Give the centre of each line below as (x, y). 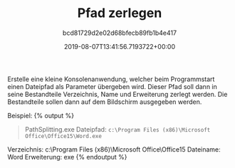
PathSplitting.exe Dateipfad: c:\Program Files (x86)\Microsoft (117, 129)
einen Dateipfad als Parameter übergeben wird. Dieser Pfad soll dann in (112, 86)
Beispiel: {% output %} (41, 115)
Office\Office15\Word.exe (63, 136)
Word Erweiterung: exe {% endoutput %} (67, 157)
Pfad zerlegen (120, 13)
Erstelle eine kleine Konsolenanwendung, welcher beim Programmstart (111, 79)
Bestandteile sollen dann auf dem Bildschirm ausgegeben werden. (105, 102)
